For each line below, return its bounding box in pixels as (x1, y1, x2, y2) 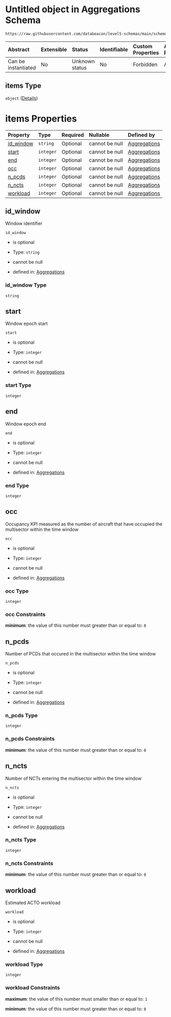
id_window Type (5, 282, 47, 289)
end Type (5, 482, 29, 489)
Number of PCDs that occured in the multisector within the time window (5, 651, 156, 657)
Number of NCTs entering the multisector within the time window (5, 775, 141, 781)
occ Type (5, 588, 29, 595)
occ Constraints (5, 611, 46, 618)
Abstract (8, 46, 30, 53)
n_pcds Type (5, 712, 38, 719)
